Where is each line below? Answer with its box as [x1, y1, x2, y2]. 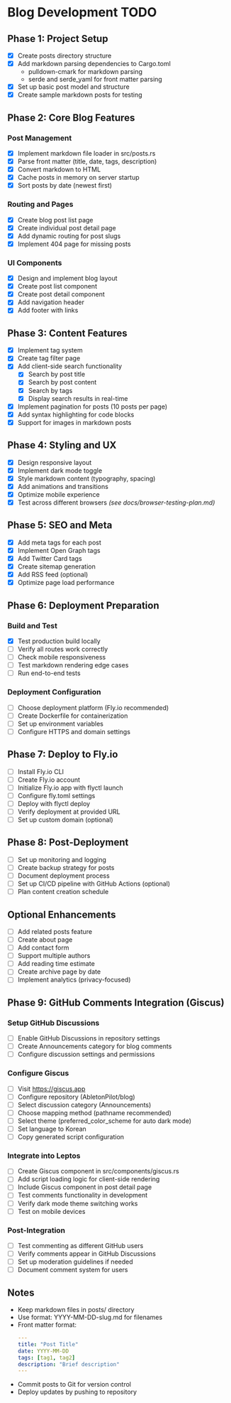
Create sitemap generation [17, 562, 96, 571]
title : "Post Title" [17, 1340, 79, 1348]
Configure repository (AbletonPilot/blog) [17, 1092, 136, 1101]
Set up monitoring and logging [17, 855, 106, 864]
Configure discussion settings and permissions [17, 1050, 155, 1059]
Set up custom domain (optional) [17, 815, 113, 824]
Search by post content [28, 378, 97, 387]
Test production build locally [17, 637, 101, 645]
